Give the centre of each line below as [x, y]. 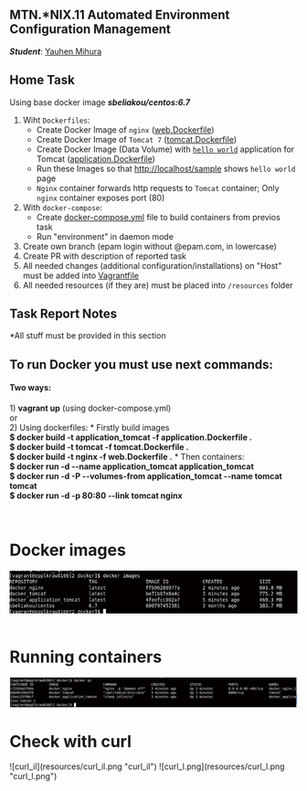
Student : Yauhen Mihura [56, 51]
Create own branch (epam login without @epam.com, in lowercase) [149, 246]
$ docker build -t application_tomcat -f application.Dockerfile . [131, 437]
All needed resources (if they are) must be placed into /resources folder [158, 285]
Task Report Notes [64, 314]
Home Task [42, 80]
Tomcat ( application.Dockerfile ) [95, 158]
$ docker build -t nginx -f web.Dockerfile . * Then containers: [127, 457]
